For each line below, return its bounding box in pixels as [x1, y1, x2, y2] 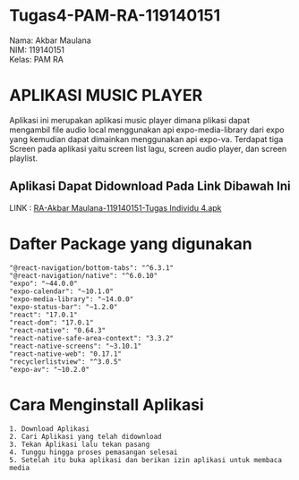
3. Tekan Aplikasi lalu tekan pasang [9, 440, 150, 449]
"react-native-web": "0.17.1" [9, 349, 123, 358]
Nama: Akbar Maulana [9, 35, 91, 46]
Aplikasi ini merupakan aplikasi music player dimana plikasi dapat [9, 114, 251, 125]
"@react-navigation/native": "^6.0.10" [9, 271, 158, 280]
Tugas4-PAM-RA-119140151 [9, 5, 221, 26]
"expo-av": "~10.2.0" [9, 365, 90, 374]
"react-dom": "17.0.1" [9, 318, 94, 327]
